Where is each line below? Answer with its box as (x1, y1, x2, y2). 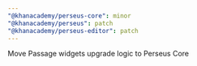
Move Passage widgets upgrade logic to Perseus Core (7, 49, 190, 59)
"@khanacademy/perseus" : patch (7, 19, 113, 27)
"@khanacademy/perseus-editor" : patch (7, 27, 139, 35)
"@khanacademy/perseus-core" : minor (7, 11, 131, 20)
